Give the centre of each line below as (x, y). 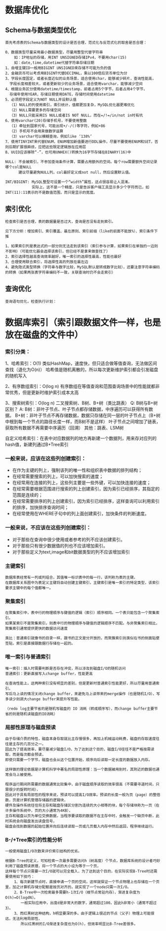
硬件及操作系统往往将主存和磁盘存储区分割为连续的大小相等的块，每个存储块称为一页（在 (82, 805)
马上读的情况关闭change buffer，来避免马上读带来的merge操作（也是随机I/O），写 (86, 694)
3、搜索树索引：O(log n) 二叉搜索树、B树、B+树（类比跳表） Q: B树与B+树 (82, 403)
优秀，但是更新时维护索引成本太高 (44, 392)
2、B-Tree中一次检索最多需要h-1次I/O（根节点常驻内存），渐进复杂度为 (77, 892)
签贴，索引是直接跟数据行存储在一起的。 (40, 644)
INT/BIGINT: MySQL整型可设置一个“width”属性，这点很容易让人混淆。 (68, 182)
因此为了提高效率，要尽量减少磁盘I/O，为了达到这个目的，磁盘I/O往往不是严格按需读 (80, 749)
